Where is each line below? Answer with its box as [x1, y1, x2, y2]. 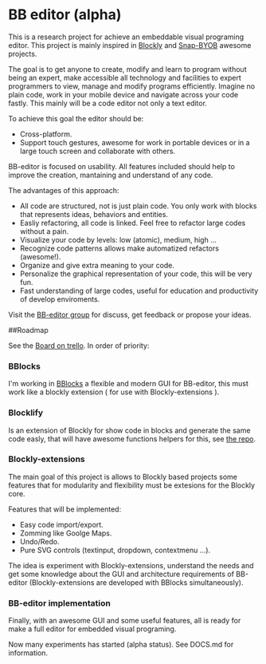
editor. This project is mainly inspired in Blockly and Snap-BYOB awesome [8, 40, 252, 49]
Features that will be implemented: [8, 504, 122, 514]
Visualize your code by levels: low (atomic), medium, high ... [19, 235, 217, 244]
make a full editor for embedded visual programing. [8, 624, 177, 634]
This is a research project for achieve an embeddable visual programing [8, 32, 244, 41]
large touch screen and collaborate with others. [19, 146, 176, 156]
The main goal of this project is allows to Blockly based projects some [8, 472, 237, 481]
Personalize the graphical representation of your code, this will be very [19, 269, 252, 279]
